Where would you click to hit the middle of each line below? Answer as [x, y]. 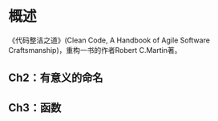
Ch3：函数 [35, 108]
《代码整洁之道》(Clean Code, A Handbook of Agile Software [109, 40]
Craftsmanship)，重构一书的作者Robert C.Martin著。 [95, 50]
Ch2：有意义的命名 [56, 78]
